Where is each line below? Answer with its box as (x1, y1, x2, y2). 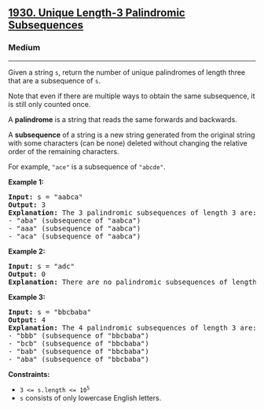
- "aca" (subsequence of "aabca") (8, 231, 141, 241)
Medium (8, 42, 41, 54)
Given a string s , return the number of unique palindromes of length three (8, 67, 246, 77)
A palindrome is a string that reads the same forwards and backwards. (8, 114, 237, 124)
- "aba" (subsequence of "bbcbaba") (8, 354, 149, 364)
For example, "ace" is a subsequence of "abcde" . (8, 161, 167, 172)
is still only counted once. (8, 99, 91, 109)
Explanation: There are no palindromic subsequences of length (8, 277, 257, 286)
